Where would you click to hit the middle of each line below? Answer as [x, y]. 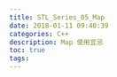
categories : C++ [39, 34]
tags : [19, 58]
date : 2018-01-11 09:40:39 [59, 26]
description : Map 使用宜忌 [56, 42]
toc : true [27, 50]
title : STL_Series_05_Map [57, 17]
